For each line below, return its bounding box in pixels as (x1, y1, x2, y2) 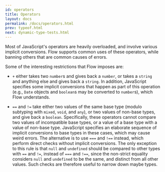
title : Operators (5, 12, 41, 17)
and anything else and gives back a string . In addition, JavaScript (12, 78, 147, 84)
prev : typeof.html (5, 26, 43, 31)
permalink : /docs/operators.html (5, 21, 74, 26)
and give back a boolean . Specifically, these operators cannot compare (12, 114, 157, 120)
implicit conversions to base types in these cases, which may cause (12, 130, 150, 136)
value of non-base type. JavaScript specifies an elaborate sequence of (12, 125, 157, 131)
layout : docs (5, 16, 32, 21)
